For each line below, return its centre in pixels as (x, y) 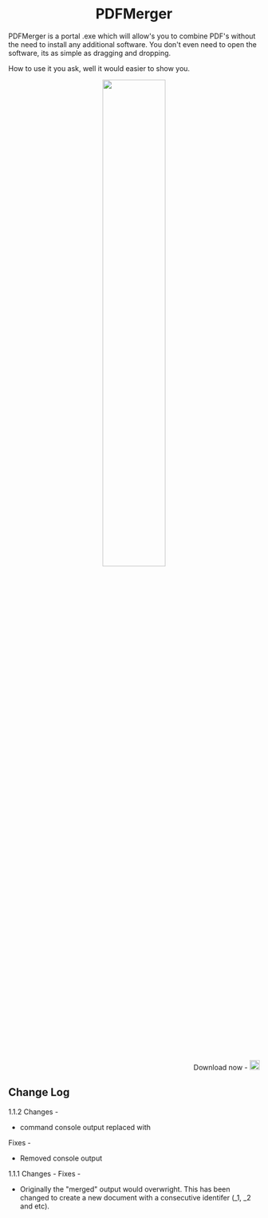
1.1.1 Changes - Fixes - (45, 1173)
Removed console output (61, 1158)
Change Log (39, 1092)
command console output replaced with (85, 1127)
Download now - (221, 1067)
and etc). (35, 1206)
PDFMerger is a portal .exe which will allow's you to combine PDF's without (132, 36)
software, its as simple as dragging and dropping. (90, 53)
